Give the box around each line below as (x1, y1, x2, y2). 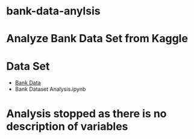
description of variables (6, 119, 128, 133)
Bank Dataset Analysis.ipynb (14, 85, 86, 93)
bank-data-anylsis (6, 4, 101, 18)
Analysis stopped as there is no (6, 107, 167, 120)
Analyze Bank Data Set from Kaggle (6, 32, 189, 46)
